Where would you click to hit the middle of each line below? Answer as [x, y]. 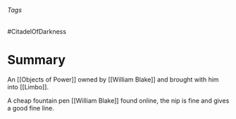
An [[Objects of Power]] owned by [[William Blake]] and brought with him [113, 80]
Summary [36, 60]
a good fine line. [31, 108]
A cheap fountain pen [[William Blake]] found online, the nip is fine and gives [118, 101]
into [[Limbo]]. [28, 87]
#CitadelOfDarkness [37, 32]
